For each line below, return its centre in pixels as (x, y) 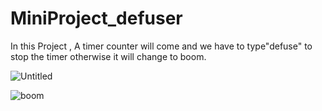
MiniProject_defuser (96, 18)
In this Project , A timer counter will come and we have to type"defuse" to (161, 46)
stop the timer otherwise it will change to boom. (108, 56)
